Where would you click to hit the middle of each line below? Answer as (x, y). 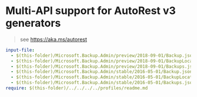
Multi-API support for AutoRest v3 (91, 11)
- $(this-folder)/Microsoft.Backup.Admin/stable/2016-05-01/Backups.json (103, 83)
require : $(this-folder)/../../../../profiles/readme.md (77, 88)
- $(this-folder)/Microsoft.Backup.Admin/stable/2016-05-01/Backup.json (102, 72)
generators (33, 23)
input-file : (20, 50)
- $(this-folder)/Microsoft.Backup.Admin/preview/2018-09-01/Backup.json (103, 56)
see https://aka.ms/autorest (54, 39)
